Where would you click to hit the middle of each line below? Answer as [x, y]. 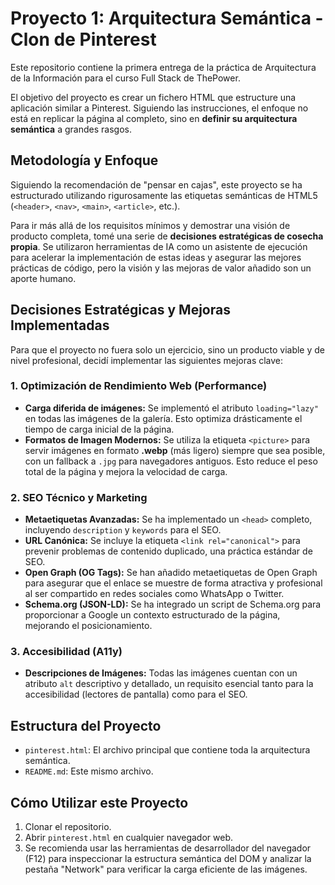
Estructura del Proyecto [86, 725]
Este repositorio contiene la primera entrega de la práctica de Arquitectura [163, 67]
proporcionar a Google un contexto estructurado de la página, [152, 615]
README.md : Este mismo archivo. [89, 771]
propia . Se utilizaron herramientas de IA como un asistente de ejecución [159, 246]
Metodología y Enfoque [84, 160]
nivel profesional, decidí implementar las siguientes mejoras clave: [147, 360]
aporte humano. [43, 278]
